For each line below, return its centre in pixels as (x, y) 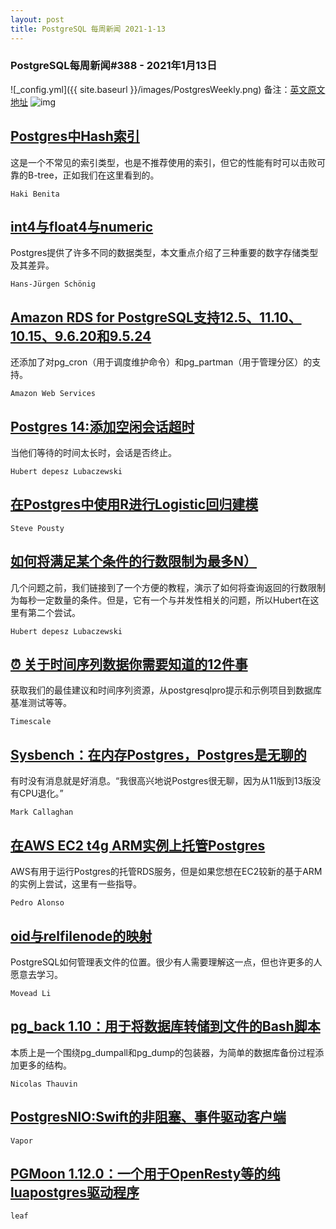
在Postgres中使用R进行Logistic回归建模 (134, 504)
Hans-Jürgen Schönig (53, 284)
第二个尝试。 (54, 612)
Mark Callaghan (42, 812)
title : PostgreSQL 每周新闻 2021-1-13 (88, 29)
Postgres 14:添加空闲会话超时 (102, 426)
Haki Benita (35, 194)
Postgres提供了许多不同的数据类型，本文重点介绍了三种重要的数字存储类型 (164, 253)
